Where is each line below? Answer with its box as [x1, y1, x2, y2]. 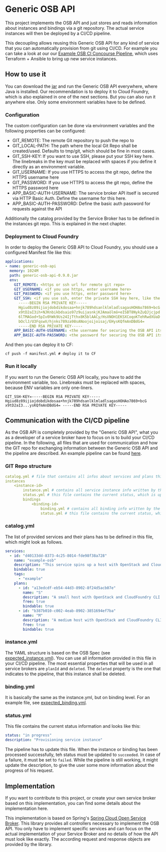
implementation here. [5, 805, 48, 811]
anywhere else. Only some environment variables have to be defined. [5, 99, 146, 105]
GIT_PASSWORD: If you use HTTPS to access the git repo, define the [12, 180, 153, 186]
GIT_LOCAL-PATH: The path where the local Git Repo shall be [12, 143, 137, 149]
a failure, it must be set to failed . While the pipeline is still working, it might [5, 757, 158, 763]
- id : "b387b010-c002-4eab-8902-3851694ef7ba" [18, 608, 116, 613]
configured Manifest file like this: [5, 250, 72, 255]
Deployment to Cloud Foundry [5, 233, 79, 240]
